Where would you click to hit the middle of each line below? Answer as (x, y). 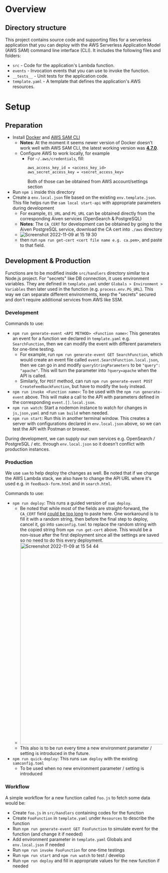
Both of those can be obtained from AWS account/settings (87, 181)
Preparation (24, 125)
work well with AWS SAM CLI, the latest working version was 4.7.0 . (89, 148)
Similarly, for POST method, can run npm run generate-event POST (86, 381)
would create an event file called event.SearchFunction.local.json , (89, 360)
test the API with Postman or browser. (51, 429)
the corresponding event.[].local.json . (54, 402)
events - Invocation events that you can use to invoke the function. (81, 71)
